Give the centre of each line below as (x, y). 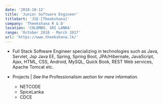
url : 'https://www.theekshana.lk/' (42, 37)
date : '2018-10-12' (25, 10)
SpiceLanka (32, 92)
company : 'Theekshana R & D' (35, 23)
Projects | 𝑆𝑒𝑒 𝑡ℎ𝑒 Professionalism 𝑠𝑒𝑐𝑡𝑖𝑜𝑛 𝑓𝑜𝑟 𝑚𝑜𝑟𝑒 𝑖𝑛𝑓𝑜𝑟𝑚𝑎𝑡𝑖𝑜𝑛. (75, 76)
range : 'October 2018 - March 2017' (43, 33)
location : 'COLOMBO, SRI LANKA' (38, 28)
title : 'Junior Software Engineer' (42, 14)
